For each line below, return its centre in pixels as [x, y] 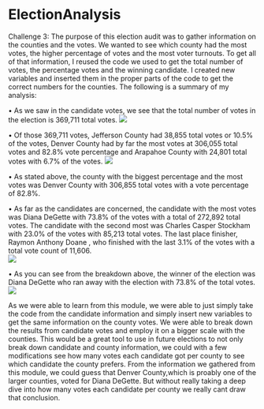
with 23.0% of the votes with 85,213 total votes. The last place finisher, [123, 234]
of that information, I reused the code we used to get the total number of [126, 62]
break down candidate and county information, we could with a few [117, 347]
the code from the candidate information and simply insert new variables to [130, 313]
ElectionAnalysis [65, 15]
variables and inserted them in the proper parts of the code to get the [121, 78]
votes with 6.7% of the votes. [56, 161]
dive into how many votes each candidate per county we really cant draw [127, 389]
